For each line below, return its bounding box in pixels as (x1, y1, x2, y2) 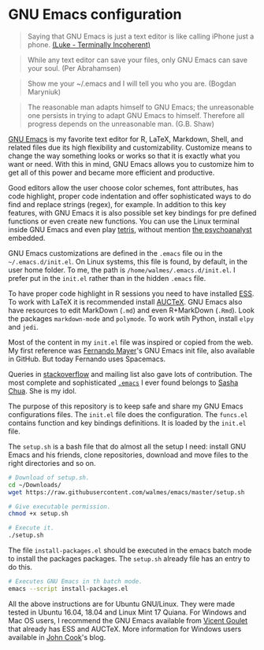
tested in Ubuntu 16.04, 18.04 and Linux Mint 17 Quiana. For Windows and (8, 608, 247, 617)
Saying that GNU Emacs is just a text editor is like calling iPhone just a (27, 31, 255, 41)
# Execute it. (8, 524, 55, 532)
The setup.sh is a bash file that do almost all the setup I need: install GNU (8, 441, 247, 451)
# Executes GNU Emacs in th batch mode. (8, 578, 143, 585)
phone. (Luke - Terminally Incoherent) (27, 39, 151, 49)
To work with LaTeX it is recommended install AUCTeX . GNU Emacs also (8, 297, 243, 306)
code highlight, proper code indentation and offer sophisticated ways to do (8, 191, 251, 201)
